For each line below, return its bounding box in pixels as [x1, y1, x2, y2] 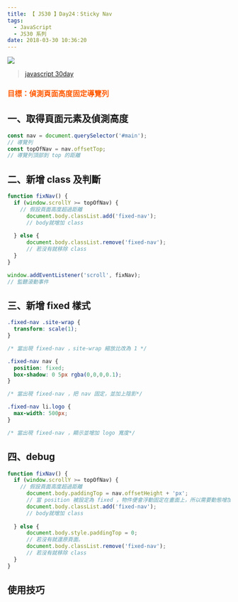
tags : [7, 17, 23, 24]
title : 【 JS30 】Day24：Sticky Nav [7, 10, 113, 18]
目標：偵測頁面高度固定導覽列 [7, 89, 110, 99]
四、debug [7, 451, 55, 463]
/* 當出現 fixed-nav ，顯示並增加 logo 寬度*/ [7, 429, 136, 436]
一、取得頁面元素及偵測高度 [7, 113, 129, 125]
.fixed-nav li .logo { [7, 403, 72, 411]
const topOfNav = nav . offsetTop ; [7, 145, 106, 153]
